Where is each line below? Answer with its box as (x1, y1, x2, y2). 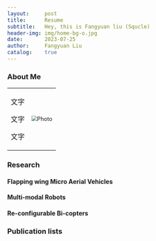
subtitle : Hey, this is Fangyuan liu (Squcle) (7, 23, 150, 30)
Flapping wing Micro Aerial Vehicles (7, 177, 113, 185)
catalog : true (7, 49, 58, 56)
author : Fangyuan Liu (7, 42, 82, 49)
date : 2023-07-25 (7, 36, 76, 43)
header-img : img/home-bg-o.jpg (7, 29, 98, 37)
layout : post (7, 10, 58, 17)
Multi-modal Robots (7, 193, 66, 201)
